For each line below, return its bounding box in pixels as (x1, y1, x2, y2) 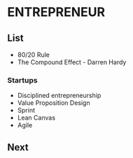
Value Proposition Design (17, 99, 90, 107)
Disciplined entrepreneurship (17, 92, 101, 100)
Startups (7, 75, 38, 85)
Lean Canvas (17, 113, 56, 122)
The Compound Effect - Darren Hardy (17, 58, 127, 66)
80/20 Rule (17, 50, 50, 59)
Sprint (17, 106, 36, 115)
